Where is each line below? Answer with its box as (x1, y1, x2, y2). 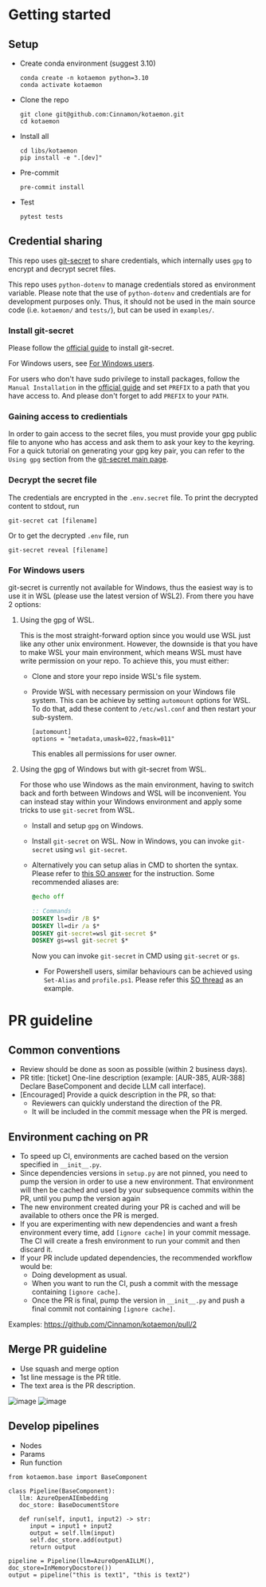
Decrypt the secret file (8, 474, 97, 486)
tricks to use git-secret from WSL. (19, 805, 135, 815)
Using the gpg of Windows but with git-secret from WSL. (19, 764, 207, 774)
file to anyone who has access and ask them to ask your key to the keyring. (8, 438, 255, 447)
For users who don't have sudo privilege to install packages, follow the (8, 374, 241, 384)
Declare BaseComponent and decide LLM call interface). (19, 1081, 206, 1091)
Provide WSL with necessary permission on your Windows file (31, 687, 237, 696)
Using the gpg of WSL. (19, 615, 95, 625)
